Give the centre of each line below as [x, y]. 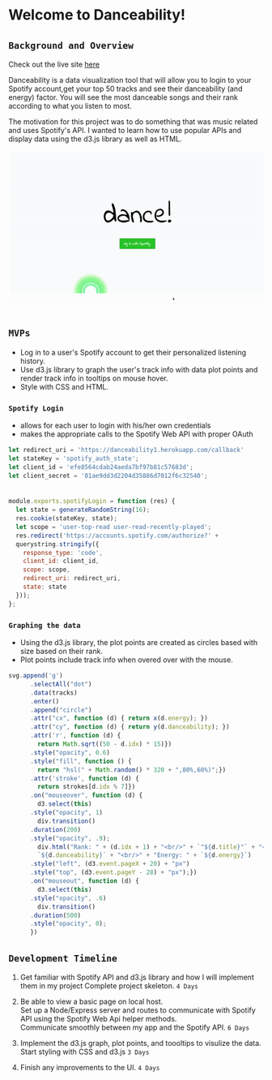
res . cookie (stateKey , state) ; [66, 518]
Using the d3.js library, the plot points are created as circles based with [138, 643]
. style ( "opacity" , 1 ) [66, 813]
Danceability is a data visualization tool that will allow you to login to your [130, 80]
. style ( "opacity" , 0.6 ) [70, 752]
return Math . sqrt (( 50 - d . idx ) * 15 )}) [105, 744]
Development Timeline [63, 958]
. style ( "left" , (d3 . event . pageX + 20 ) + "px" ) [110, 864]
